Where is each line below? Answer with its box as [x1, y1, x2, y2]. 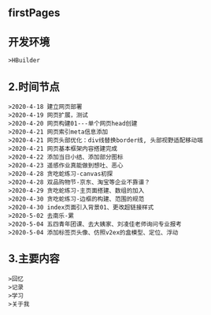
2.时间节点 [8, 80, 61, 93]
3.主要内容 [8, 252, 61, 265]
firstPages [8, 6, 61, 20]
